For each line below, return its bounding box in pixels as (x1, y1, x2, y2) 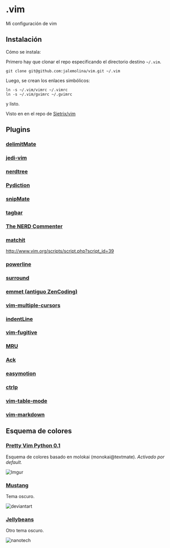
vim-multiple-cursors (6, 302, 61, 309)
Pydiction (6, 181, 30, 189)
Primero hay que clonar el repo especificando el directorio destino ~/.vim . (6, 59, 161, 65)
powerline (6, 260, 32, 268)
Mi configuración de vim (6, 20, 57, 27)
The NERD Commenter (6, 223, 63, 230)
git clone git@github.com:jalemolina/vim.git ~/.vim (6, 68, 120, 73)
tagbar (6, 209, 23, 216)
